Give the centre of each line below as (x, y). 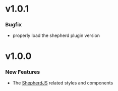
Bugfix (13, 25)
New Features (23, 72)
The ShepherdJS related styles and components (63, 83)
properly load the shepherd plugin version (56, 35)
